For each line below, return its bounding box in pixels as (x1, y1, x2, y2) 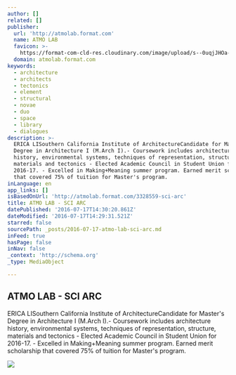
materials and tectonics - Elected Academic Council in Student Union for (7, 331, 217, 340)
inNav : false (7, 245, 46, 253)
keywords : (7, 63, 37, 70)
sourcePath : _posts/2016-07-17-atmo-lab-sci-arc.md (7, 225, 162, 232)
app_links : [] (7, 187, 49, 194)
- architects (13, 75, 52, 83)
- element (13, 88, 42, 96)
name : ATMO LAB (13, 37, 58, 44)
